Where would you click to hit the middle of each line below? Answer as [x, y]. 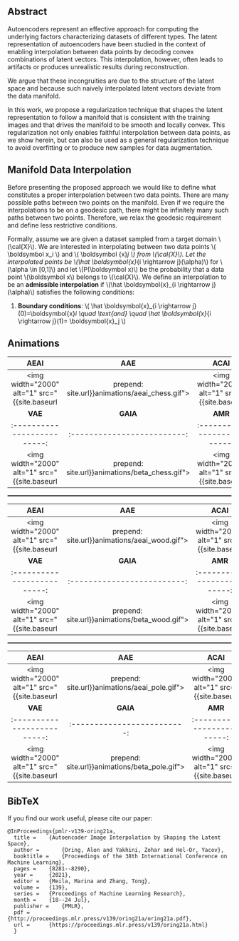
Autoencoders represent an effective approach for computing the [103, 29]
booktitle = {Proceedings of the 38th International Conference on [121, 856]
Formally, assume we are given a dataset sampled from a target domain [112, 239]
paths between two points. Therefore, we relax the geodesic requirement [115, 218]
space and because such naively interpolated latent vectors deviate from [114, 88]
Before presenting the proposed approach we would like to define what [112, 187]
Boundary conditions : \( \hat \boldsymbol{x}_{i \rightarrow [104, 305]
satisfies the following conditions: [86, 292]
